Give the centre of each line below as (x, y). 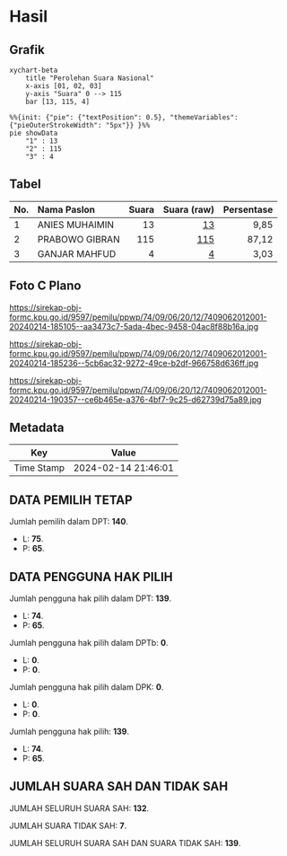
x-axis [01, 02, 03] (64, 86)
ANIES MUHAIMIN (76, 225)
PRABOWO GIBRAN (78, 239)
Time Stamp (39, 468)
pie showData (34, 133)
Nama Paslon (66, 209)
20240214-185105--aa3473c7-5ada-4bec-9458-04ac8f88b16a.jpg (134, 326)
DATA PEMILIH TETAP (71, 500)
